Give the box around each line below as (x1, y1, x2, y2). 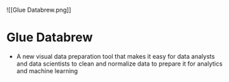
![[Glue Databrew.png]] (6, 6, 71, 14)
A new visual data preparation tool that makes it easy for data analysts (16, 52, 215, 60)
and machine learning (16, 66, 78, 74)
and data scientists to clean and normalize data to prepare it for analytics (16, 59, 223, 68)
